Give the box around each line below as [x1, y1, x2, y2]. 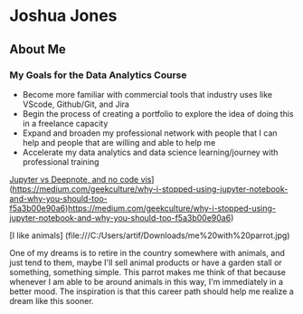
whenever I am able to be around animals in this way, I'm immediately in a [9, 276, 283, 287]
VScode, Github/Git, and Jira [22, 99, 129, 109]
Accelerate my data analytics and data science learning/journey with [22, 147, 279, 157]
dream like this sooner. [9, 295, 94, 306]
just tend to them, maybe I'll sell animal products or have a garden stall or [9, 257, 282, 268]
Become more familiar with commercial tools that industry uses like [22, 89, 273, 100]
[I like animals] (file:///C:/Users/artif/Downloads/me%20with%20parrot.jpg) [9, 230, 290, 241]
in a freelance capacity [22, 118, 109, 128]
